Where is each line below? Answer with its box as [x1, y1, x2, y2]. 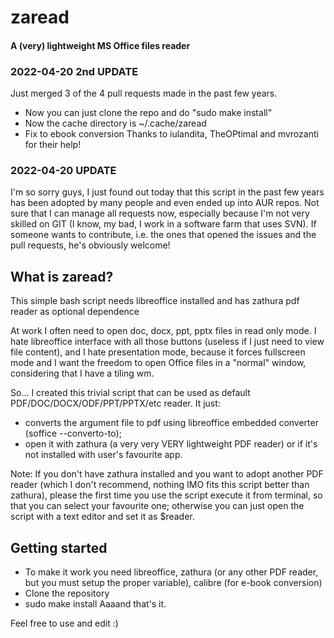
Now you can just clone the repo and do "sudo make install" [24, 107, 273, 119]
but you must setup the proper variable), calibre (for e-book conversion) [24, 577, 323, 588]
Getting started [10, 539, 108, 556]
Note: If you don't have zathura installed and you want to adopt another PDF [10, 468, 324, 480]
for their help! [24, 139, 82, 151]
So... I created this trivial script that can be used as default [10, 387, 251, 399]
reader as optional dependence [10, 306, 140, 318]
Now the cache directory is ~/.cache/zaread [24, 117, 207, 130]
